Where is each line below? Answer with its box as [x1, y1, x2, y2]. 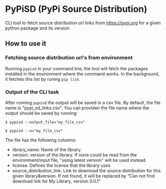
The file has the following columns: [5, 137, 77, 143]
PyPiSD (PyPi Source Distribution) [5, 3, 148, 15]
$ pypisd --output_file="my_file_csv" [5, 120, 85, 125]
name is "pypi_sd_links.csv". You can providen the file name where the [5, 105, 150, 111]
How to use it [5, 40, 47, 48]
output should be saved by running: [5, 110, 78, 116]
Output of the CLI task [5, 88, 59, 95]
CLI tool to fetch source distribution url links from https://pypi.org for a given [5, 20, 161, 26]
